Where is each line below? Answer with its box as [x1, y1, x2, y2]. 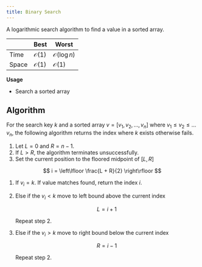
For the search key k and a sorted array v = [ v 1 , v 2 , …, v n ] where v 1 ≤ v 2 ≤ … [6, 121, 197, 130]
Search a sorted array [15, 88, 70, 95]
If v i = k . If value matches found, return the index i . [15, 179, 142, 187]
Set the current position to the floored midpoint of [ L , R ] [15, 156, 154, 163]
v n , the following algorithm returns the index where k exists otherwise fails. [6, 129, 194, 138]
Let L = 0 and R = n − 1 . [15, 142, 75, 150]
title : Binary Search [6, 9, 61, 15]
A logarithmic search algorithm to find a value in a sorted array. [6, 26, 164, 33]
